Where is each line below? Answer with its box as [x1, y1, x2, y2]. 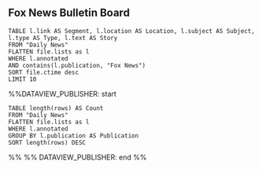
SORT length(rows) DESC [8, 138, 87, 146]
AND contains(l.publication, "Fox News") [8, 61, 146, 69]
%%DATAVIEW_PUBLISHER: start [8, 89, 116, 98]
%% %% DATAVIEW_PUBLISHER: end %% [8, 152, 147, 162]
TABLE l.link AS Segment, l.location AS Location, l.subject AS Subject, [8, 27, 256, 35]
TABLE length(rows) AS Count [8, 104, 104, 112]
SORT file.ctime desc [8, 68, 79, 76]
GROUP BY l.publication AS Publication [8, 131, 139, 140]
